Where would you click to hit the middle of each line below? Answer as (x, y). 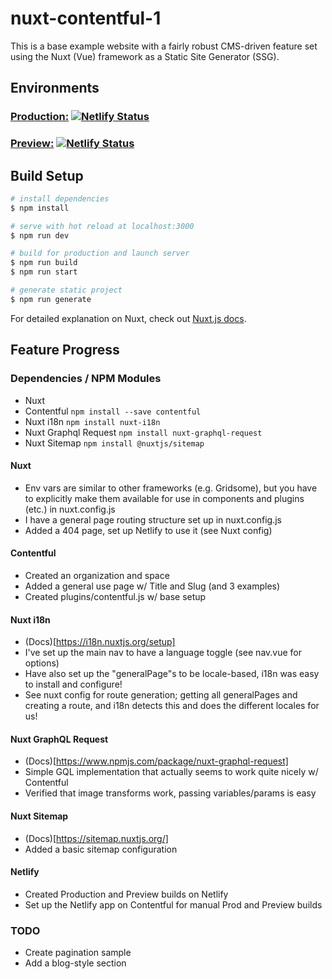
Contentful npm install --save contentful (113, 411)
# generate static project (66, 290)
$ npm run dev (40, 235)
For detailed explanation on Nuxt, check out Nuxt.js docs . (128, 318)
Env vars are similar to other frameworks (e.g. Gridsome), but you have (171, 488)
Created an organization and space (97, 575)
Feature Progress (65, 350)
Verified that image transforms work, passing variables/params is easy (170, 793)
